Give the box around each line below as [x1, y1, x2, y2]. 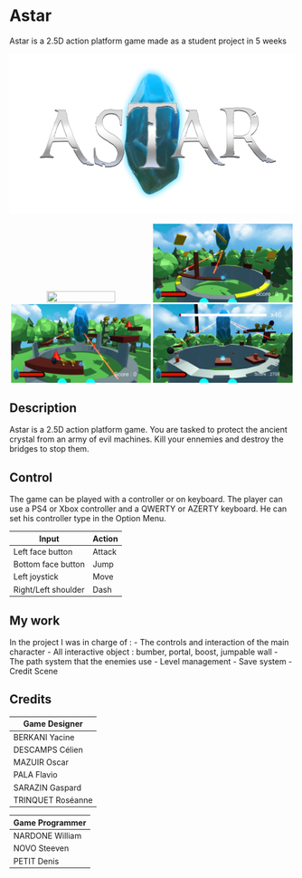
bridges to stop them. [9, 444, 90, 454]
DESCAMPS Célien [13, 744, 84, 755]
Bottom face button [13, 558, 86, 570]
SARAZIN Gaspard [13, 782, 82, 793]
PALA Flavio [13, 769, 58, 780]
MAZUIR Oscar [13, 757, 70, 768]
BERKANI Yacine [13, 731, 75, 742]
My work [9, 613, 61, 628]
